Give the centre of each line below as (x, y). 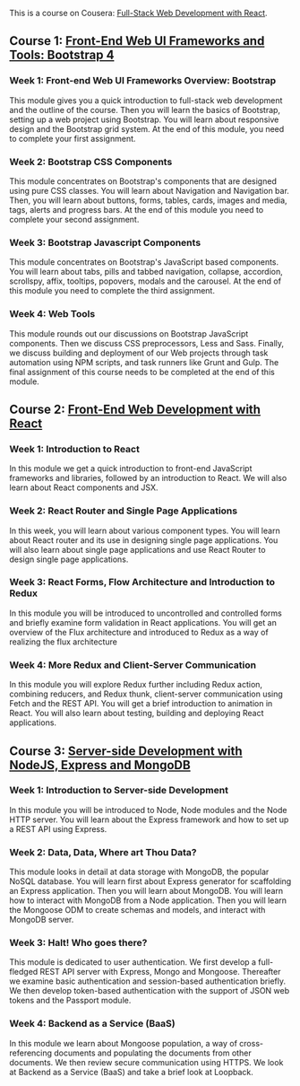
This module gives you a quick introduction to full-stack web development (146, 100)
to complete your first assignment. (73, 138)
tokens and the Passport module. (70, 1001)
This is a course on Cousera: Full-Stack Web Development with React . (138, 13)
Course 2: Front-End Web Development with (135, 409)
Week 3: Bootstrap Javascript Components (105, 242)
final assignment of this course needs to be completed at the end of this (142, 372)
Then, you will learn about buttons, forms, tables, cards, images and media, (149, 200)
